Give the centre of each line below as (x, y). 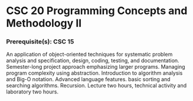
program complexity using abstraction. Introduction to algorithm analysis (94, 73)
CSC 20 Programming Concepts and (97, 11)
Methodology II (44, 23)
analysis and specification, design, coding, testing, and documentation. (93, 60)
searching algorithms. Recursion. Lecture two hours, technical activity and (97, 86)
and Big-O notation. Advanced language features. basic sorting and (88, 79)
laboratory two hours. (32, 92)
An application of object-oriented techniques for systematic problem (89, 55)
